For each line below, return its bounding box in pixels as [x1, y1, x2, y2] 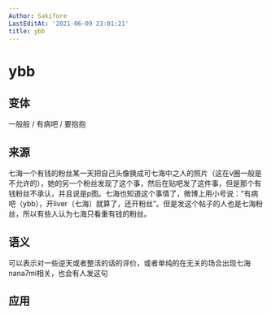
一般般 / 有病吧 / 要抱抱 [8, 119, 86, 129]
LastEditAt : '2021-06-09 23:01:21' [8, 19, 129, 28]
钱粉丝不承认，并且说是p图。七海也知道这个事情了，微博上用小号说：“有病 [8, 188, 259, 199]
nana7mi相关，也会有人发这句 [8, 269, 108, 278]
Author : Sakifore [8, 11, 68, 20]
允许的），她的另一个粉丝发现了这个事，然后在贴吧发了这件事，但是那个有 [15, 179, 262, 188]
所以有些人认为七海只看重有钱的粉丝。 [22, 209, 151, 219]
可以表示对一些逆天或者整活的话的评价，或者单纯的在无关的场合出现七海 [8, 258, 251, 268]
